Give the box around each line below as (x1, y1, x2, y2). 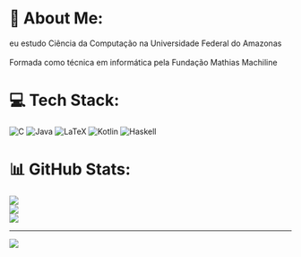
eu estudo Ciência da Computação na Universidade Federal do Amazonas (9, 38, 282, 49)
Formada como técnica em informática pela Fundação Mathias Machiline (9, 57, 278, 67)
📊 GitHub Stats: (9, 159, 132, 180)
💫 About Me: (9, 8, 104, 29)
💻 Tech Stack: (9, 90, 120, 111)
